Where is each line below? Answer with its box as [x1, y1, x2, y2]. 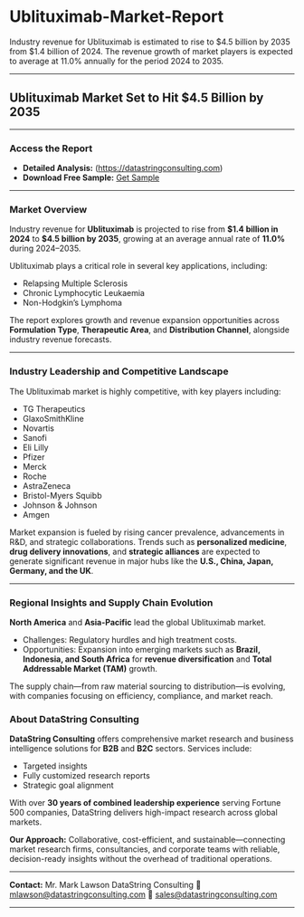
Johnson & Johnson [22, 500, 98, 511]
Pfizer [22, 451, 45, 463]
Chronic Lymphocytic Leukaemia [22, 288, 145, 299]
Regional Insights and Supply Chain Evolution [9, 596, 214, 608]
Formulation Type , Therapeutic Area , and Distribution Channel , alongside [9, 324, 290, 336]
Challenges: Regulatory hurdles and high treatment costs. [22, 634, 238, 645]
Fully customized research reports [22, 770, 151, 781]
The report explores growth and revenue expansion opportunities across [9, 315, 280, 326]
